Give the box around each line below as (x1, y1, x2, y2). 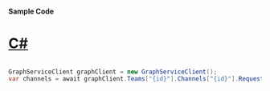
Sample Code (8, 6, 55, 16)
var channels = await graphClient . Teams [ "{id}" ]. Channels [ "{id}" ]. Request (8, 75, 264, 83)
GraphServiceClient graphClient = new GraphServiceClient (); (8, 68, 218, 76)
